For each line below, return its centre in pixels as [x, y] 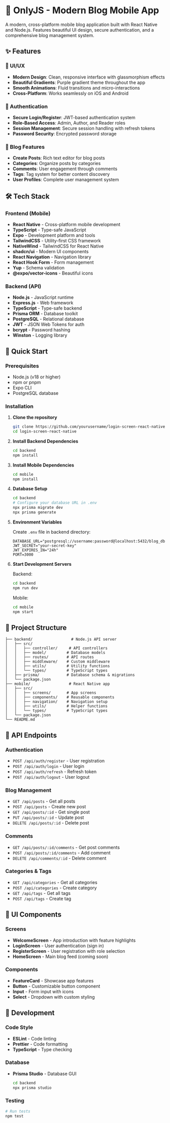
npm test [14, 1116]
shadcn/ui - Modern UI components [50, 251]
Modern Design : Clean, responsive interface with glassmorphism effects [89, 77]
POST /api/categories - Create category [55, 888]
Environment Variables [37, 522]
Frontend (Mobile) [28, 213]
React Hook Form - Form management [53, 262]
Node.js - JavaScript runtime [43, 297]
